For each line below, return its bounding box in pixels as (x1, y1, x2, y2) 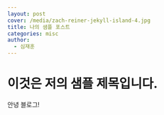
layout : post (7, 10, 46, 18)
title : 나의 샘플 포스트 (7, 23, 71, 30)
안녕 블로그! (7, 100, 40, 109)
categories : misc (7, 30, 59, 37)
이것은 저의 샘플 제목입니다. (7, 75, 158, 92)
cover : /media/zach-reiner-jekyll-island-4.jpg (7, 17, 151, 24)
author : (7, 37, 31, 44)
